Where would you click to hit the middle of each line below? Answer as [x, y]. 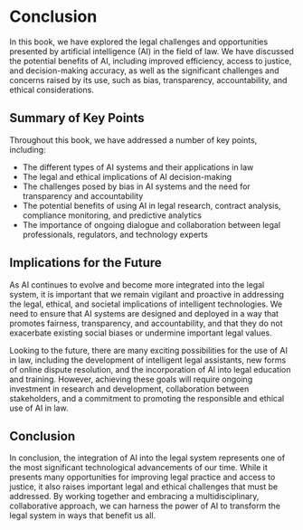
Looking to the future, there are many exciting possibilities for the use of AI [148, 350]
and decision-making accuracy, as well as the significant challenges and [144, 71]
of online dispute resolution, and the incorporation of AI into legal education [150, 369]
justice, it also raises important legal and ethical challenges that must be [144, 487]
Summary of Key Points [77, 118]
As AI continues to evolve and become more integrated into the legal [137, 284]
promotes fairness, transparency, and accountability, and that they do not [146, 323]
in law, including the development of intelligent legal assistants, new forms [148, 360]
